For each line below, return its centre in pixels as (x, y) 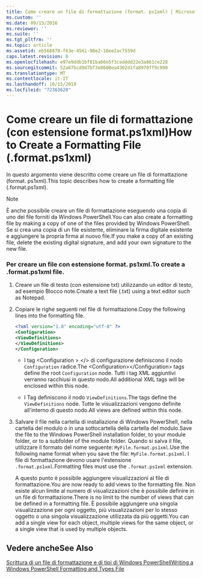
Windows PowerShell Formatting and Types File (65, 569)
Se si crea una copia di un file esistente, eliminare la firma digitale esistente (99, 229)
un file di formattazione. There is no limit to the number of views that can (104, 497)
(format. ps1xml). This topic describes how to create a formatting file (90, 181)
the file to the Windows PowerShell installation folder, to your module (100, 435)
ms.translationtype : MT (36, 73)
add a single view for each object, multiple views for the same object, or (104, 523)
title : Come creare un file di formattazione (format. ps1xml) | (90, 12)
